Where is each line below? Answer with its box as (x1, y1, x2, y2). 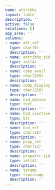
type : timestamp (9, 172, 43, 177)
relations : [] (5, 26, 35, 31)
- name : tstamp (5, 168, 37, 173)
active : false (5, 21, 35, 27)
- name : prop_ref (5, 139, 41, 144)
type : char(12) (9, 144, 41, 149)
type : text (9, 102, 32, 107)
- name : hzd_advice (5, 97, 46, 102)
